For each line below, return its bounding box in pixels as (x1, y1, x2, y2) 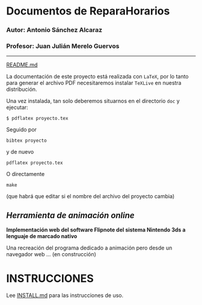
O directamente (6, 171, 45, 178)
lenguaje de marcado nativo (6, 233, 78, 240)
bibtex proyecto (6, 137, 47, 144)
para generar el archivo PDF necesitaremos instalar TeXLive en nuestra (6, 80, 182, 87)
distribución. (6, 86, 37, 93)
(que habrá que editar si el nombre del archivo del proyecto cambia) (6, 193, 175, 200)
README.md (6, 61, 38, 69)
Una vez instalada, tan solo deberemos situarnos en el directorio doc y (6, 98, 180, 105)
